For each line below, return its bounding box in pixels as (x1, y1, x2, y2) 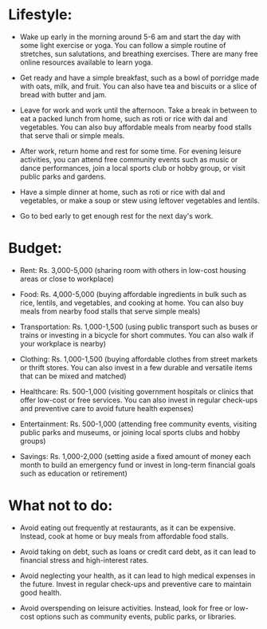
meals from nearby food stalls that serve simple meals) (19, 306, 201, 316)
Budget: (8, 239, 62, 257)
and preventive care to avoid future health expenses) (19, 403, 194, 413)
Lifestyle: (8, 6, 73, 24)
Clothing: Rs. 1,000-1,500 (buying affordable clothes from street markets (19, 354, 257, 364)
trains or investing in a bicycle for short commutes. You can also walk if (19, 330, 254, 340)
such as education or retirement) (19, 469, 128, 478)
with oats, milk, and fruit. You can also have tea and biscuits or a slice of (19, 81, 257, 91)
